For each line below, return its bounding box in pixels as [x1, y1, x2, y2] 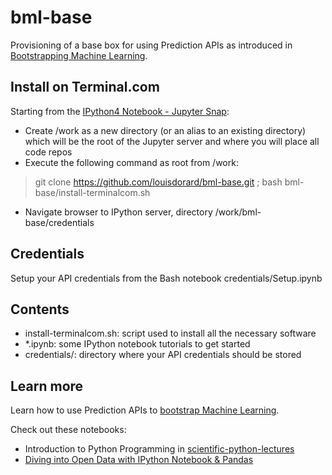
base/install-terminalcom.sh [34, 186, 151, 198]
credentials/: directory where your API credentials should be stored [24, 349, 302, 361]
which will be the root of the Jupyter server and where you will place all [24, 135, 320, 147]
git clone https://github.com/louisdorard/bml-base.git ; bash [34, 176, 283, 188]
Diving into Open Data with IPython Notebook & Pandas [24, 454, 254, 466]
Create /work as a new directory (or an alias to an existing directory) [24, 124, 307, 136]
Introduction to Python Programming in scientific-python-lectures [24, 443, 295, 455]
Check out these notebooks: [10, 424, 127, 436]
